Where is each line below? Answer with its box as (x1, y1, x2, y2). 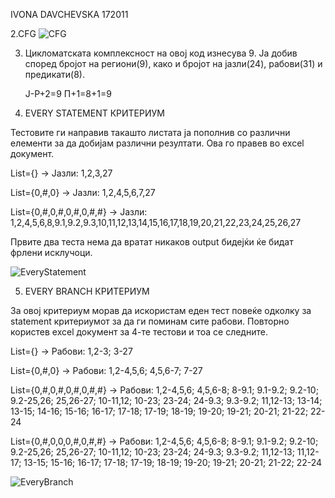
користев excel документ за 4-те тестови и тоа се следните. (10, 326, 268, 338)
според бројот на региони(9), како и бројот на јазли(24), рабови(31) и (24, 58, 323, 69)
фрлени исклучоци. (10, 247, 93, 258)
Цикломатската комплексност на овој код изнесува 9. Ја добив (24, 47, 298, 59)
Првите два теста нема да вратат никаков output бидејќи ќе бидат (10, 236, 294, 248)
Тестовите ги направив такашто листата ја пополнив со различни (10, 127, 291, 138)
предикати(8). (24, 69, 86, 80)
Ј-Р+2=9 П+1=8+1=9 (24, 88, 112, 99)
